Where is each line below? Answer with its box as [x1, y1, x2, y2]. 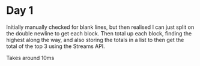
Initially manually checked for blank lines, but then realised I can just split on [6, 23, 195, 31]
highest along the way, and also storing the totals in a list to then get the [6, 36, 184, 43]
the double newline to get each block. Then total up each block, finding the [6, 29, 192, 37]
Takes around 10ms [6, 54, 55, 61]
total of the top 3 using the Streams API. [6, 43, 105, 50]
